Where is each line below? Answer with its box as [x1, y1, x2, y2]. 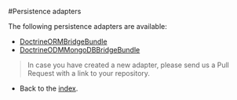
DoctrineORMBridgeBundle [19, 37, 108, 46]
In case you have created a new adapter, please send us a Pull [27, 60, 229, 70]
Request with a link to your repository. [27, 69, 151, 77]
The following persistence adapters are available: [8, 22, 167, 30]
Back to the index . [19, 84, 78, 93]
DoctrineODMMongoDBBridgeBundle [19, 45, 140, 54]
